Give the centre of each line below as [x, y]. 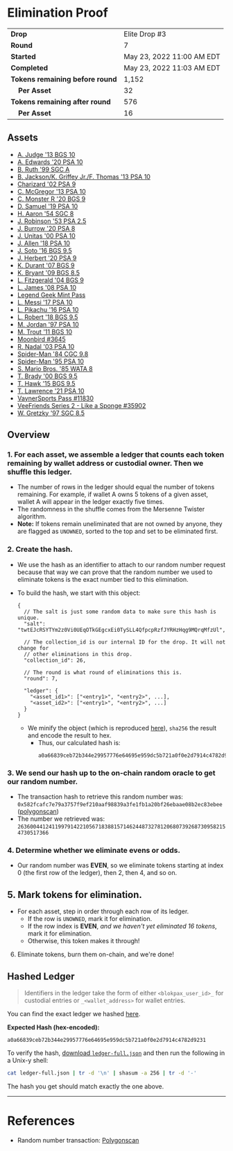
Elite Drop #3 [145, 34]
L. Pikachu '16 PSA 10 [48, 309]
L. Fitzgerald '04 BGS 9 [51, 280]
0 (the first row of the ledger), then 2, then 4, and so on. [97, 873]
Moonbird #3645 [41, 339]
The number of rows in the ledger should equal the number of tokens [116, 487]
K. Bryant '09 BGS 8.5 [48, 272]
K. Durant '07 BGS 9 [46, 265]
